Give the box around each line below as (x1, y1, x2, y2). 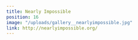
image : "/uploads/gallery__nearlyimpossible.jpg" (6, 19, 133, 25)
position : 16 (6, 14, 39, 20)
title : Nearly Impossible (6, 8, 71, 15)
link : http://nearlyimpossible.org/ (6, 25, 98, 31)
